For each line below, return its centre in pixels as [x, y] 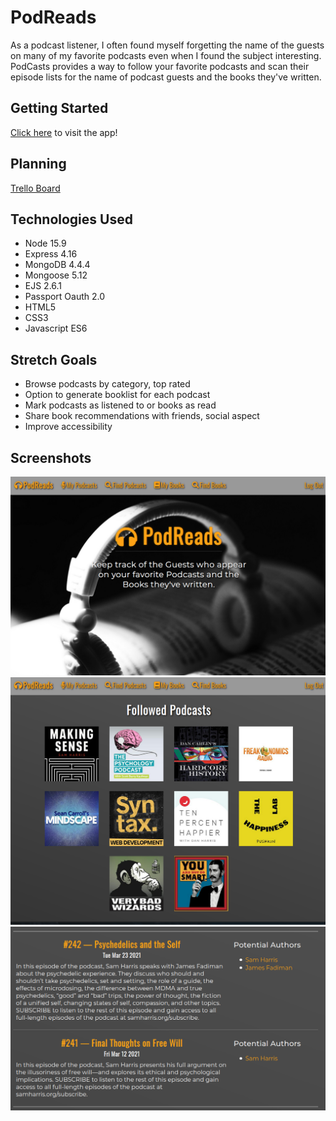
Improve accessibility [68, 427]
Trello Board [35, 188]
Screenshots [51, 457]
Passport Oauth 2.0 [65, 297]
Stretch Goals [54, 359]
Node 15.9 [45, 243]
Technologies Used [71, 219]
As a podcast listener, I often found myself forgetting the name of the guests [167, 45]
